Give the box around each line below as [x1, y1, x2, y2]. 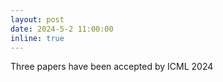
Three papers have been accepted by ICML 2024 [10, 61, 214, 73]
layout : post [10, 14, 65, 25]
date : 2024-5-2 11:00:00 [10, 24, 114, 34]
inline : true [10, 33, 65, 43]
